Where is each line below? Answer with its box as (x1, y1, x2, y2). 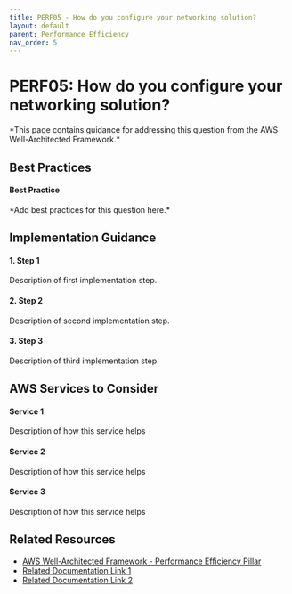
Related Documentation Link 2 (21, 574, 134, 585)
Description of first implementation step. (9, 275, 158, 286)
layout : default (9, 21, 69, 30)
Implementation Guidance (9, 231, 157, 246)
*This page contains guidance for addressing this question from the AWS (9, 125, 279, 135)
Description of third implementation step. (9, 355, 160, 366)
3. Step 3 (9, 336, 43, 346)
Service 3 (9, 486, 46, 497)
